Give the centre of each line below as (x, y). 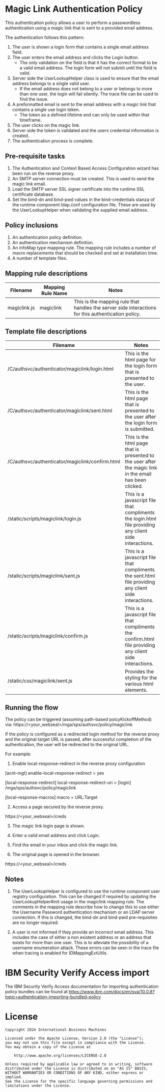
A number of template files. (40, 258)
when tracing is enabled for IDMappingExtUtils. (60, 953)
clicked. (134, 486)
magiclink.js (21, 308)
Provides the (139, 672)
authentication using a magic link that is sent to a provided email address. (79, 28)
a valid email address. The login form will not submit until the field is (88, 68)
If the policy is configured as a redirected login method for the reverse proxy (82, 734)
